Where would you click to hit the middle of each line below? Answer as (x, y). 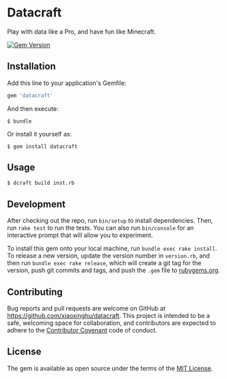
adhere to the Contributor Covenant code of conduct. (82, 330)
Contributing (35, 292)
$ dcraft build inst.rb (41, 183)
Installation (31, 66)
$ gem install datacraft (42, 146)
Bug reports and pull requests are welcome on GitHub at (86, 308)
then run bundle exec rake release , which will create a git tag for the (104, 263)
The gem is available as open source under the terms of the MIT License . (110, 368)
